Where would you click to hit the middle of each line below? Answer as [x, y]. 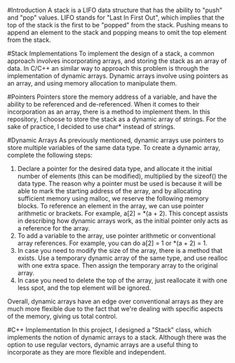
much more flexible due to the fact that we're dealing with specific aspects [115, 309]
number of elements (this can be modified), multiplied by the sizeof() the [122, 176]
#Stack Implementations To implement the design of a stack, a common [111, 53]
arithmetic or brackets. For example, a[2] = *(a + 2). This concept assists [122, 213]
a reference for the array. [54, 228]
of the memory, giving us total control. [62, 316]
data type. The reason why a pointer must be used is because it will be [120, 184]
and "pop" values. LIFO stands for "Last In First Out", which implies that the [116, 18]
